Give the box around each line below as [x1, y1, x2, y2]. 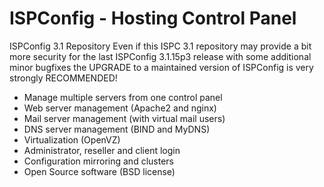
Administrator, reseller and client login [23, 144, 181, 156]
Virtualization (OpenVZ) [23, 133, 121, 146]
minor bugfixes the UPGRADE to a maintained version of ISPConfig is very [9, 61, 314, 73]
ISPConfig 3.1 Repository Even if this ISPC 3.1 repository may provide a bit [9, 40, 312, 52]
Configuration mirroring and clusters [23, 155, 174, 167]
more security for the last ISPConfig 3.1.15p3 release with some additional [9, 50, 312, 62]
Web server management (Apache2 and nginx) [23, 102, 217, 114]
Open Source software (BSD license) [23, 165, 176, 177]
